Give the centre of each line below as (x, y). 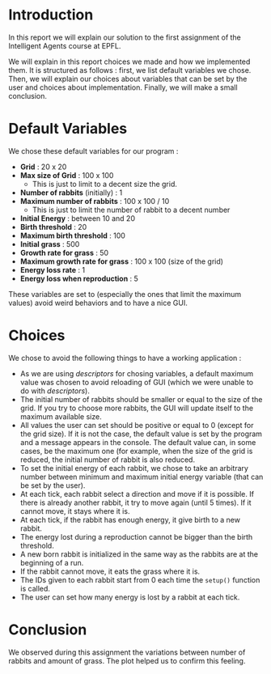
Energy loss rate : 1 (53, 269)
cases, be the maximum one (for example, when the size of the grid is (136, 451)
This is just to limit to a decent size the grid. (105, 184)
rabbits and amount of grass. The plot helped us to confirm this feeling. (127, 660)
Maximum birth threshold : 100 (72, 235)
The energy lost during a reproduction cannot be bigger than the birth (136, 536)
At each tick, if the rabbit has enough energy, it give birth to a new (130, 519)
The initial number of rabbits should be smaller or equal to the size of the (141, 399)
